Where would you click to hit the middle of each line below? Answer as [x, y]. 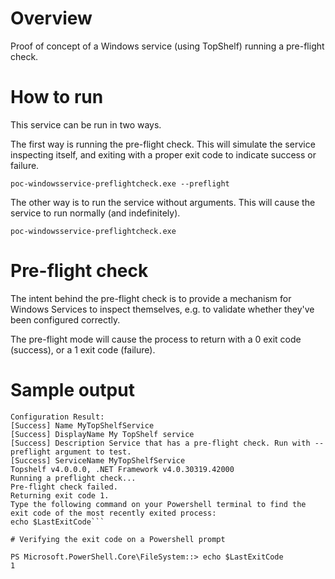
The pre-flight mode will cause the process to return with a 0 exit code [156, 339]
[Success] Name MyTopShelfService [82, 425]
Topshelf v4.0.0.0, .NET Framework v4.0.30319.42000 [122, 469]
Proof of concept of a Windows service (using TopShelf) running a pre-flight [167, 46]
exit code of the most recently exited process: [113, 513]
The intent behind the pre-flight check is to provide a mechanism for [151, 298]
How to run [57, 97]
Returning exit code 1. [60, 495]
